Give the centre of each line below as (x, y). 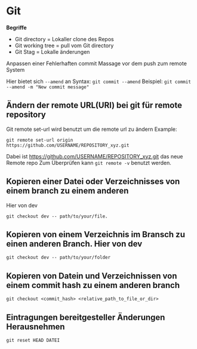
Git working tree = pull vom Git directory (64, 45)
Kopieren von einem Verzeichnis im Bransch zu (96, 234)
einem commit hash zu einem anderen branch (93, 285)
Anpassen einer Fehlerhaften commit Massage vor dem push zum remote (96, 63)
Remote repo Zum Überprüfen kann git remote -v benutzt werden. (89, 163)
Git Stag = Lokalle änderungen (52, 51)
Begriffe (16, 27)
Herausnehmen (36, 327)
